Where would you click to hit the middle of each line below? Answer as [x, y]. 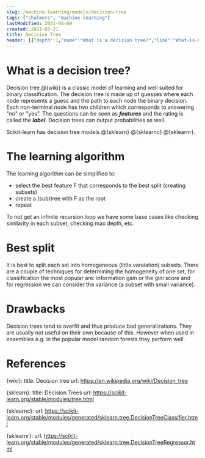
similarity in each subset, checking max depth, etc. [70, 223]
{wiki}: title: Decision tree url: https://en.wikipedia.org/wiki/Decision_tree [97, 380]
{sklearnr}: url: [24, 435]
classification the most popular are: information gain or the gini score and [99, 278]
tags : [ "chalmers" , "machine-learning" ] [59, 18]
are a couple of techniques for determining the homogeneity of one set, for [101, 271]
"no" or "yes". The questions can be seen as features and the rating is [95, 113]
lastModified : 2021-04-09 [39, 23]
